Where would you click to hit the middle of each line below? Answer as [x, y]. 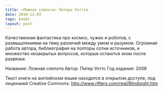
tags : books [17, 19]
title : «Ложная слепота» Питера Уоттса [47, 10]
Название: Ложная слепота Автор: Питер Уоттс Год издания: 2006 [76, 69]
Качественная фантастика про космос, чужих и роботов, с [68, 38]
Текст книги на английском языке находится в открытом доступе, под [80, 78]
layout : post [19, 24]
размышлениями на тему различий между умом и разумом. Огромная [81, 43]
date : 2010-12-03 [23, 14]
